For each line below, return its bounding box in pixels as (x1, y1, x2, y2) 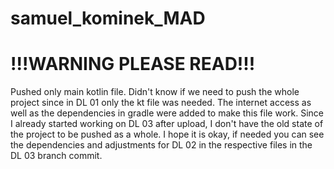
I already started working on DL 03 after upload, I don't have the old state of (10, 118, 324, 130)
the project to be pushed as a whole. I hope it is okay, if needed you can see (10, 128, 325, 141)
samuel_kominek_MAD (10, 7, 206, 30)
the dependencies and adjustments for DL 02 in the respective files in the (10, 139, 313, 151)
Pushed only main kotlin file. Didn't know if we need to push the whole (10, 86, 300, 98)
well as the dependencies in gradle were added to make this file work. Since (10, 107, 324, 119)
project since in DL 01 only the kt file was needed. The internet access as (10, 97, 312, 109)
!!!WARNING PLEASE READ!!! (10, 53, 256, 76)
